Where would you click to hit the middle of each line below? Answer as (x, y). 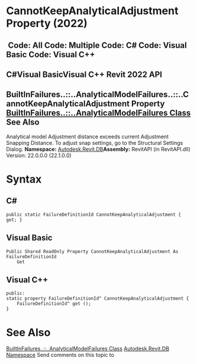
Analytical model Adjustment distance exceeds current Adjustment (87, 136)
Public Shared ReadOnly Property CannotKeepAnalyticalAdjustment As (92, 251)
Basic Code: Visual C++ (51, 54)
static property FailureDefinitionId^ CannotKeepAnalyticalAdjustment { (98, 299)
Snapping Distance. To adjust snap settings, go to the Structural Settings (95, 142)
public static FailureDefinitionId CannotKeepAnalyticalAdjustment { (94, 214)
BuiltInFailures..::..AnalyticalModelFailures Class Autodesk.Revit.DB (88, 349)
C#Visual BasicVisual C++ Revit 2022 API (84, 74)
